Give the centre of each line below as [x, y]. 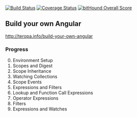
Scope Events [27, 82]
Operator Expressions [35, 98]
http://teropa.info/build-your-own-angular [49, 36]
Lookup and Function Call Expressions [53, 93]
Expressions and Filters [37, 87]
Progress [17, 49]
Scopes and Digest [33, 66]
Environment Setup [33, 61]
